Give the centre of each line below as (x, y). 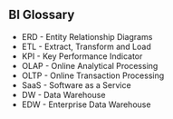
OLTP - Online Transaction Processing (93, 75)
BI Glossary (42, 15)
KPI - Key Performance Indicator (82, 56)
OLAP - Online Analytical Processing (90, 65)
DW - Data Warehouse (63, 94)
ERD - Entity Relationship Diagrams (87, 36)
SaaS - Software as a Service (77, 84)
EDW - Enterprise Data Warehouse (86, 104)
